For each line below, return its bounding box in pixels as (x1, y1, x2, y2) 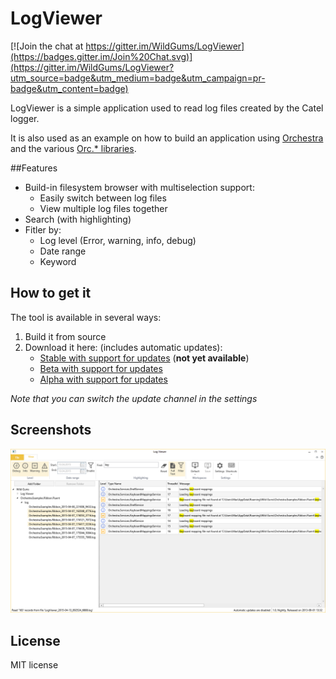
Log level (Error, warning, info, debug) (39, 234, 197, 246)
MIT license (10, 659, 59, 671)
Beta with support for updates (39, 362, 163, 374)
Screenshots (10, 422, 92, 439)
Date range (39, 245, 87, 257)
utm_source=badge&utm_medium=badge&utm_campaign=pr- (10, 72, 266, 84)
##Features (10, 162, 58, 174)
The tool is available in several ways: (10, 311, 162, 323)
